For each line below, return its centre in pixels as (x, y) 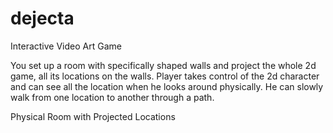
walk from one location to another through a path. (112, 97)
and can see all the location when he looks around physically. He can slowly (167, 86)
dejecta (42, 18)
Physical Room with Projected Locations (93, 116)
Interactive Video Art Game (66, 46)
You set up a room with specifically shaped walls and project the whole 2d (163, 65)
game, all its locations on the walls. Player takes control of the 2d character (165, 76)
